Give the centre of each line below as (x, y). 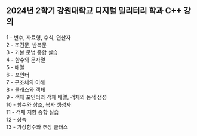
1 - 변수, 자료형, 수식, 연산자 (39, 37)
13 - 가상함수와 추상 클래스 (37, 126)
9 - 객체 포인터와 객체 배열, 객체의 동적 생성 (57, 97)
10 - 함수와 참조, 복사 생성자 (39, 104)
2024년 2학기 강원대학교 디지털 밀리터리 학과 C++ (94, 11)
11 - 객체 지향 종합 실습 (33, 112)
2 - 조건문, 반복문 (27, 45)
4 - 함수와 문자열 (26, 60)
